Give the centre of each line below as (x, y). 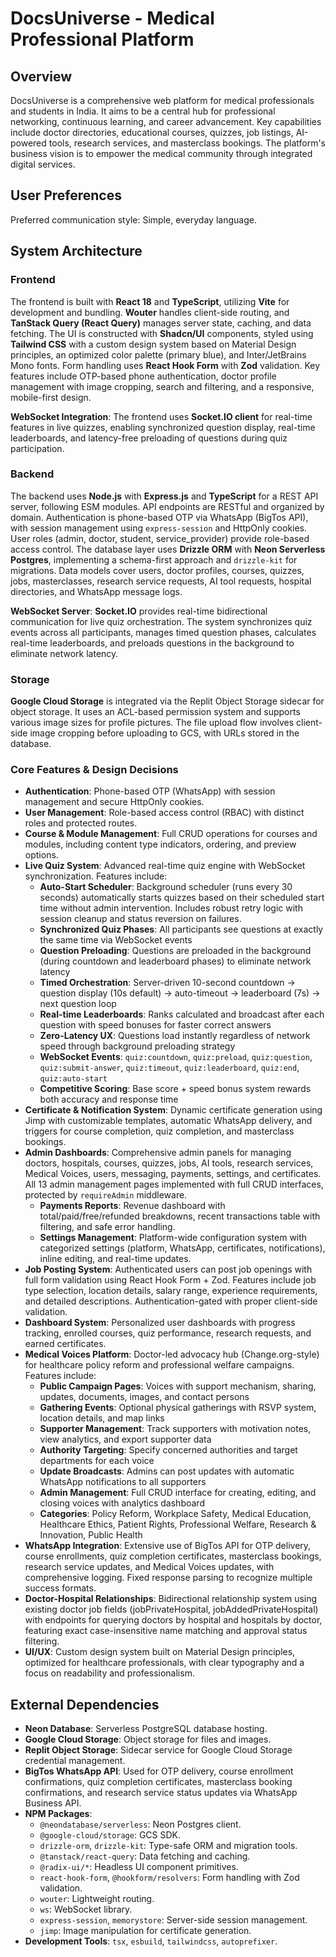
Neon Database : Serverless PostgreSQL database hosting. (146, 1729)
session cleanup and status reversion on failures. (140, 919)
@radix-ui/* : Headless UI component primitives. (139, 1867)
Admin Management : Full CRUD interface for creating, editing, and (178, 1493)
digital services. (43, 164)
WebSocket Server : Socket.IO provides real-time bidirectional (139, 611)
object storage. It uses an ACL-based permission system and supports (155, 712)
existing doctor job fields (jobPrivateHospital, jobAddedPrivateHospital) (171, 1609)
